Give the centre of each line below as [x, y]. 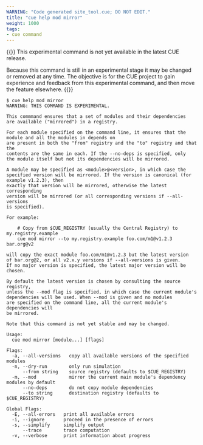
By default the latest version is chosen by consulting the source [94, 281]
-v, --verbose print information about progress [81, 436]
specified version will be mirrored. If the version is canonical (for [99, 175]
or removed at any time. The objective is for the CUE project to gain [91, 77]
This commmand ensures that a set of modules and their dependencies [96, 117]
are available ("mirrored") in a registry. [62, 122]
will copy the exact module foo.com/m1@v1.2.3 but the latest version [98, 255]
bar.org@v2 [20, 244]
